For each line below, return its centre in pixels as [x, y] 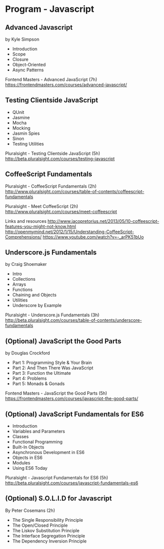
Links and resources [26, 221]
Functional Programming [37, 442]
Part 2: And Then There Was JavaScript [53, 368]
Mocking [21, 128]
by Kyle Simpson [22, 39]
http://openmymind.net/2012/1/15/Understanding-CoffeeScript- [70, 232]
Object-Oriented [29, 65]
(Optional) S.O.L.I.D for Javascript [59, 499]
